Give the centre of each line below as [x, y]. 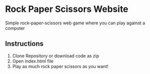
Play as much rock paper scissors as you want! [60, 66]
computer [15, 28]
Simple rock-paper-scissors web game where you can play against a [75, 23]
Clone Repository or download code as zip [56, 56]
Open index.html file [33, 61]
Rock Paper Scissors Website [67, 9]
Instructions [24, 44]
